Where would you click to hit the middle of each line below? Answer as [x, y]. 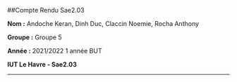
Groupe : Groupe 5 [35, 37]
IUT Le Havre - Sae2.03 [42, 64]
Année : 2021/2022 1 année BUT [55, 51]
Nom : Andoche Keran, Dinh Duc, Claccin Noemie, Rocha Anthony [103, 23]
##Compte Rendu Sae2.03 [46, 10]
